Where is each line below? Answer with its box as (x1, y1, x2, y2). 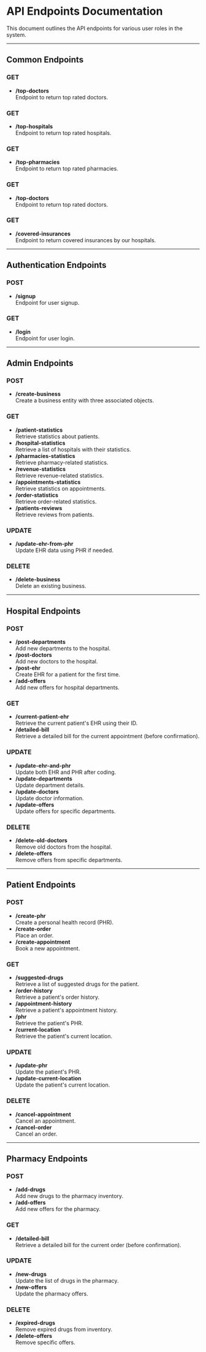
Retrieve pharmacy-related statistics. (15, 459, 109, 466)
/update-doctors (15, 788, 59, 795)
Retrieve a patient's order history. (15, 993, 100, 1001)
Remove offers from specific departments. (15, 856, 123, 863)
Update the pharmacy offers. (15, 1289, 89, 1297)
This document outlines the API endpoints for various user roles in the (6, 25, 183, 32)
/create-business (15, 391, 61, 398)
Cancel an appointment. (15, 1117, 76, 1125)
